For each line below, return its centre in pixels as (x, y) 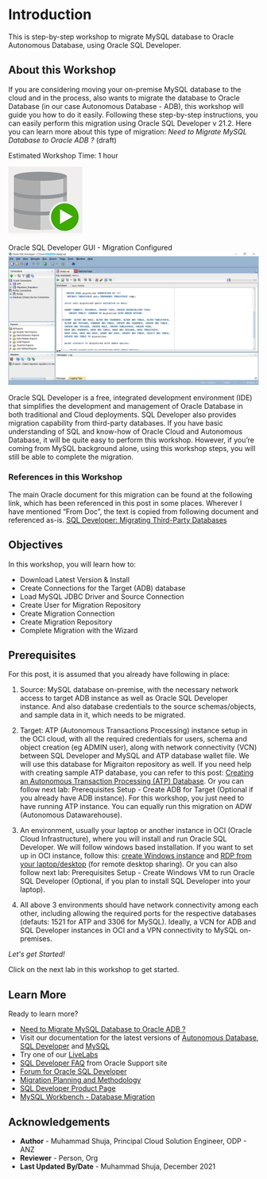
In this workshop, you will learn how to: (72, 564)
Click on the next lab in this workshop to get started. (94, 970)
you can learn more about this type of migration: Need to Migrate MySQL (128, 131)
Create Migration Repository (66, 621)
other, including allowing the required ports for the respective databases (138, 913)
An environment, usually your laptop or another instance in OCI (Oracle (136, 831)
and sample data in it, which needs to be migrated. (103, 715)
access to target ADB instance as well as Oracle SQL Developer (124, 698)
